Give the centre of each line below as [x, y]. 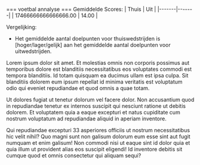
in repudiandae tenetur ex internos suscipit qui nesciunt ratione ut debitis [96, 106]
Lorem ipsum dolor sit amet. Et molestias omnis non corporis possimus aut [98, 63]
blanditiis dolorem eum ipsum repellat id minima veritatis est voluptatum [95, 82]
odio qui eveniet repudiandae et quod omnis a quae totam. [78, 88]
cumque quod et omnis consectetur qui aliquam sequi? [74, 155]
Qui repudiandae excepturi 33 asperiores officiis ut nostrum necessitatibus [98, 130]
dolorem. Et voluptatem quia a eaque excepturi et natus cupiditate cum [93, 112]
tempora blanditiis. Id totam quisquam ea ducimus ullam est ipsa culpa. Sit [97, 75]
